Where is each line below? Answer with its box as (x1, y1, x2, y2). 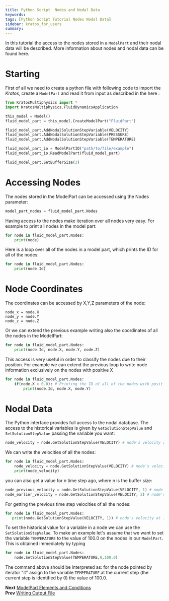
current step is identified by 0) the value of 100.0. (5, 575, 107, 581)
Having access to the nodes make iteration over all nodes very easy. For (5, 218, 155, 224)
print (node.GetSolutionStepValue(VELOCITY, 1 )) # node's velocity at (12, 515, 161, 520)
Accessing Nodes (5, 177, 81, 188)
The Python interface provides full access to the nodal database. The (5, 420, 149, 426)
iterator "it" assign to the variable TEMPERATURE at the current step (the (5, 570, 149, 576)
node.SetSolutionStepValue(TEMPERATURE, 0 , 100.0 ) (14, 555, 118, 560)
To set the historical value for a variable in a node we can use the (5, 524, 140, 530)
